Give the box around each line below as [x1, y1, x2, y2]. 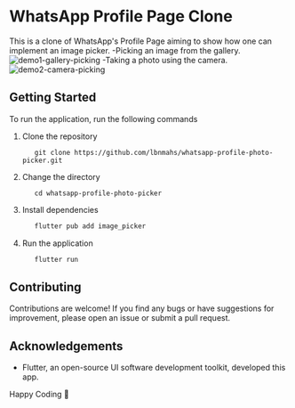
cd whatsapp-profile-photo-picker [34, 189, 163, 198]
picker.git [21, 156, 63, 165]
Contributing [9, 279, 82, 295]
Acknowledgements [9, 339, 124, 354]
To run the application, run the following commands [9, 113, 198, 124]
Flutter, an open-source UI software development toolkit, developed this [21, 363, 286, 373]
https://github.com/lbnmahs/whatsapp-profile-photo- [74, 148, 274, 157]
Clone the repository [21, 131, 98, 142]
